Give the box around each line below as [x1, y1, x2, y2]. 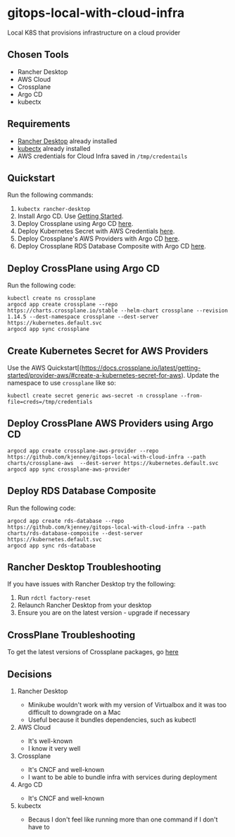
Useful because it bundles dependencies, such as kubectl [27, 716, 196, 724]
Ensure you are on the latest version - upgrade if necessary [17, 608, 190, 617]
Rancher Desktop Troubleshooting [7, 561, 162, 573]
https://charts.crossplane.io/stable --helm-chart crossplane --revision [7, 307, 229, 315]
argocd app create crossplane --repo [7, 301, 118, 308]
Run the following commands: [7, 191, 94, 199]
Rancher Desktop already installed [17, 136, 118, 145]
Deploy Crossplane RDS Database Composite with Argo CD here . [17, 242, 206, 251]
